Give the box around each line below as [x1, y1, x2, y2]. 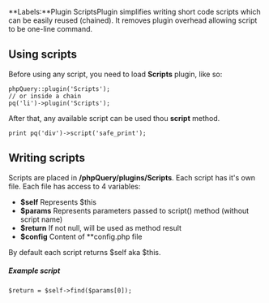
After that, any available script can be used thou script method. [8, 113, 220, 123]
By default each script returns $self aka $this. [8, 247, 161, 257]
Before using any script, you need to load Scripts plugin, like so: [8, 69, 223, 79]
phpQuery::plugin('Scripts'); [8, 84, 111, 93]
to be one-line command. [8, 24, 93, 33]
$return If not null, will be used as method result [19, 223, 182, 232]
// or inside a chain [8, 92, 82, 100]
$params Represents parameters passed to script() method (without [19, 206, 250, 215]
